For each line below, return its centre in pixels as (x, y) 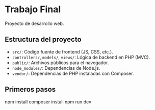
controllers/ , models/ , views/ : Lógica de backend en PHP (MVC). (81, 57)
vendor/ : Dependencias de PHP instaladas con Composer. (73, 73)
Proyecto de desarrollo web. (34, 23)
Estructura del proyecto (43, 39)
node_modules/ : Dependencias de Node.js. (56, 68)
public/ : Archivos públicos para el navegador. (60, 63)
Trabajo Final (33, 9)
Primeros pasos (30, 89)
